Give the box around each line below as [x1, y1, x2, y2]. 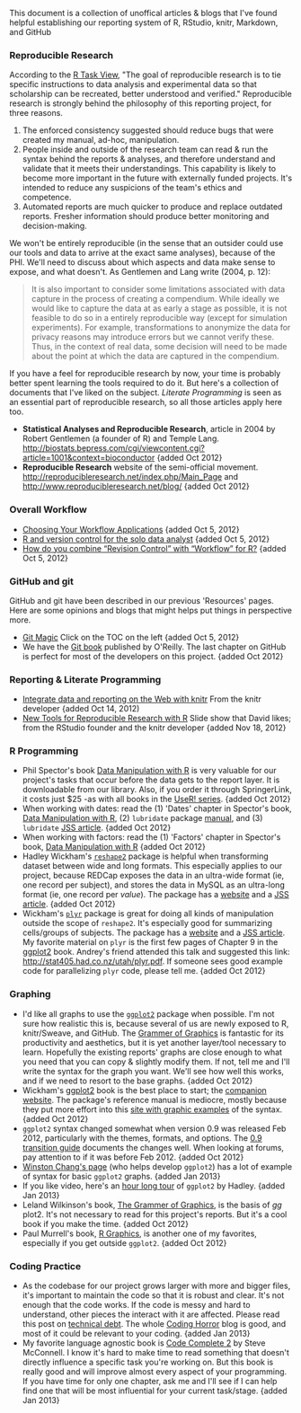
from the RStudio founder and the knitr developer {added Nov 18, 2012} [22, 722, 287, 733]
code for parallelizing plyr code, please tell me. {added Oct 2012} [22, 966, 267, 976]
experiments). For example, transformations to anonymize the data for [31, 322, 291, 333]
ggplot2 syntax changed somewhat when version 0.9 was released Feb [22, 1123, 287, 1134]
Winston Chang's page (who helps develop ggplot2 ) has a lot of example [22, 1161, 293, 1171]
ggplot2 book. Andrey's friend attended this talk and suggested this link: [22, 947, 290, 958]
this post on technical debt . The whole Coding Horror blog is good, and [22, 1319, 287, 1329]
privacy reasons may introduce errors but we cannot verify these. [31, 331, 275, 342]
